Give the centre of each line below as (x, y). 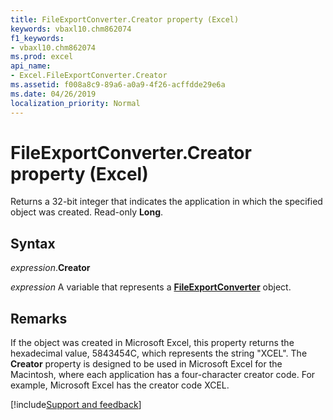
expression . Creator (50, 268)
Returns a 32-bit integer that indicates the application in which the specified (166, 202)
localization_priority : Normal (75, 103)
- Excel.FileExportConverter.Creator (89, 76)
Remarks (39, 318)
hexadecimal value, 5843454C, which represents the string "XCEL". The (159, 353)
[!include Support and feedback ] (76, 405)
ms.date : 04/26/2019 (53, 94)
